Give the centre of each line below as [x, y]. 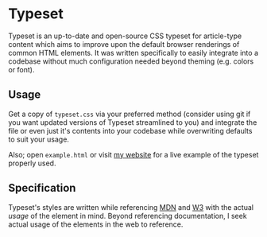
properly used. [32, 163]
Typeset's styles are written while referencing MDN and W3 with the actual [131, 207]
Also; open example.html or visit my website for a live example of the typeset [133, 154]
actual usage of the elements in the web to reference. [96, 224]
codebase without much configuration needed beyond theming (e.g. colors [131, 61]
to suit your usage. [39, 139]
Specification [42, 188]
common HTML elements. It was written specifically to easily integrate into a [133, 52]
